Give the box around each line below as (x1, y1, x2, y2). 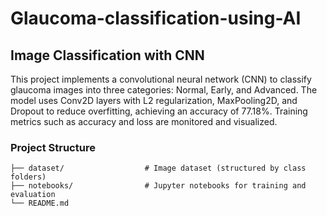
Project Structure (10, 140, 96, 154)
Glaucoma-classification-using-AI (10, 7, 302, 30)
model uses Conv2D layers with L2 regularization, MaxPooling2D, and (10, 95, 298, 106)
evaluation (10, 190, 56, 200)
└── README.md (10, 198, 70, 209)
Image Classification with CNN (10, 47, 205, 64)
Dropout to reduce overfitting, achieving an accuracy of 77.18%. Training (10, 105, 308, 117)
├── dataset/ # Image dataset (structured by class (10, 163, 307, 174)
